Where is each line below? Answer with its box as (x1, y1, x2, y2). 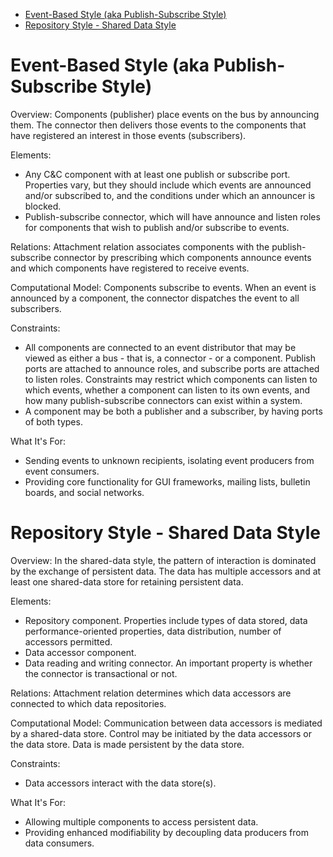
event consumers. (24, 465, 100, 477)
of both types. (24, 415, 83, 428)
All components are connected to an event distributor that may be (24, 341, 297, 353)
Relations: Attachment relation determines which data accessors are (10, 687, 292, 699)
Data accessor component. (24, 646, 137, 658)
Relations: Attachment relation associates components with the (10, 240, 270, 253)
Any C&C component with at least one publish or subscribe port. (24, 168, 291, 180)
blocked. (24, 200, 62, 212)
